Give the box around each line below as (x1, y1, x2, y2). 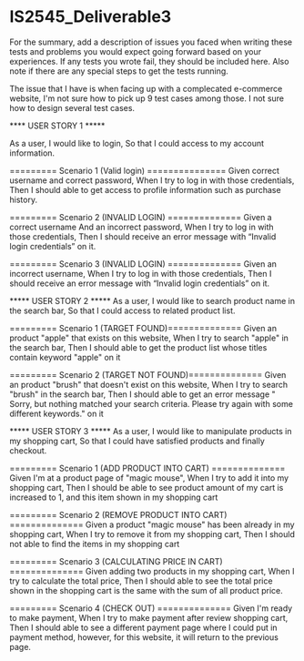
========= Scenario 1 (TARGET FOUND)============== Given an (9, 322, 278, 333)
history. (9, 194, 38, 205)
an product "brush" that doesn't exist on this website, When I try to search (9, 379, 289, 390)
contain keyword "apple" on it (9, 351, 121, 362)
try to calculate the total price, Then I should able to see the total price (9, 575, 273, 586)
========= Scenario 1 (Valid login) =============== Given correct (9, 165, 279, 176)
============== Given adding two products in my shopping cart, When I (9, 565, 295, 576)
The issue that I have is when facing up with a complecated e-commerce (9, 83, 283, 94)
